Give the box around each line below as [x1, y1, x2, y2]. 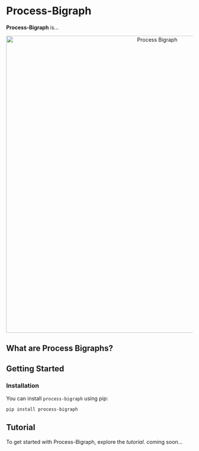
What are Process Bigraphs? [6, 343, 114, 354]
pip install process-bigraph [6, 406, 78, 412]
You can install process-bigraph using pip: [6, 395, 108, 402]
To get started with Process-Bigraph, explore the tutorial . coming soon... [6, 438, 183, 445]
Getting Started [6, 364, 65, 374]
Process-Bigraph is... [6, 24, 59, 31]
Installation [6, 381, 40, 390]
